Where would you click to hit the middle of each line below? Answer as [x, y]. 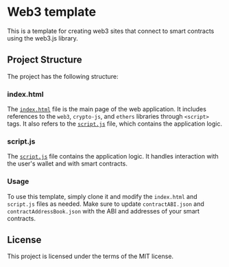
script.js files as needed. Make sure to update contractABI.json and [106, 204]
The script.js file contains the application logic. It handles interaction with [113, 156]
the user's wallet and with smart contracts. [68, 164]
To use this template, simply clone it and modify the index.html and [102, 196]
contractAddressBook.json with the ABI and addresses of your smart [104, 211]
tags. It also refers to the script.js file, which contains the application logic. [115, 124]
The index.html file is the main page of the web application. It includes [107, 109]
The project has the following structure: [63, 76]
